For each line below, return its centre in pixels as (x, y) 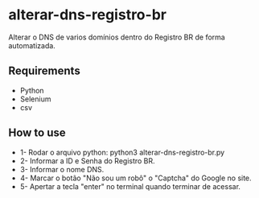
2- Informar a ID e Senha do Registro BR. (87, 161)
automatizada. (32, 45)
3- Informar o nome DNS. (62, 169)
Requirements (44, 71)
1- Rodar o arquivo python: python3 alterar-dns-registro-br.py (122, 152)
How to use (37, 133)
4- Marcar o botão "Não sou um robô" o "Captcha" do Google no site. (136, 178)
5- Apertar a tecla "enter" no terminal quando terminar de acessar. (130, 186)
